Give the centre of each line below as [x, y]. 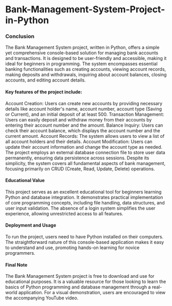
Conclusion [20, 36]
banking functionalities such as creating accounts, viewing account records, [86, 69]
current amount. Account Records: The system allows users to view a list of [85, 136]
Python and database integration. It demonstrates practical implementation [84, 197]
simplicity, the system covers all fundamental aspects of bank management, [85, 163]
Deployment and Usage [31, 225]
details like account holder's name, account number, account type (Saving [84, 109]
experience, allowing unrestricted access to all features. [64, 213]
